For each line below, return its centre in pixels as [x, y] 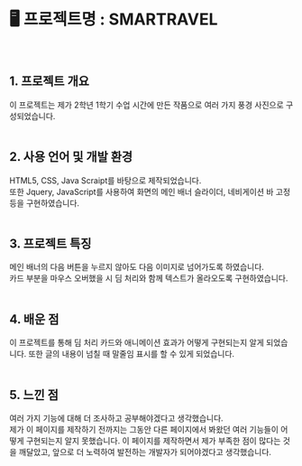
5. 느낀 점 [34, 395]
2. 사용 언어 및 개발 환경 [71, 157]
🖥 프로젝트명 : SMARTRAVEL [114, 19]
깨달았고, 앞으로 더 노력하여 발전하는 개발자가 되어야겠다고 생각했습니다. [145, 452]
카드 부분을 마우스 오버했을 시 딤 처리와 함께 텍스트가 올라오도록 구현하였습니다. [149, 278]
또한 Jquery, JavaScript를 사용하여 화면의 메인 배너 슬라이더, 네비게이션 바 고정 [150, 191]
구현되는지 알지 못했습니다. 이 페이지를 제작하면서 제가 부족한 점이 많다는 [153, 441]
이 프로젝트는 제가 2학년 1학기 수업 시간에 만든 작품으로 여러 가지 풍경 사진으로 [146, 105]
